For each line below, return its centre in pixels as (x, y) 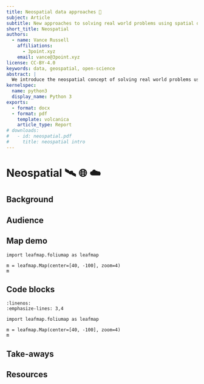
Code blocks (31, 289)
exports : (17, 102)
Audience (25, 220)
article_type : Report (44, 125)
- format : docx (31, 108)
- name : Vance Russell (40, 40)
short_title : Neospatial (38, 29)
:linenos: (19, 303)
